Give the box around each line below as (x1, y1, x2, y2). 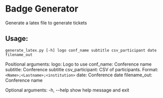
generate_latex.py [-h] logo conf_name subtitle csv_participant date (5, 47, 157, 53)
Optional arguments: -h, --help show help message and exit (5, 87, 130, 93)
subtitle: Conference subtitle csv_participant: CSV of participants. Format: (5, 66, 158, 72)
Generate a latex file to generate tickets (5, 20, 87, 26)
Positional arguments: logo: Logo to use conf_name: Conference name (5, 61, 152, 67)
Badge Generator (5, 3, 79, 15)
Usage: (5, 34, 29, 43)
